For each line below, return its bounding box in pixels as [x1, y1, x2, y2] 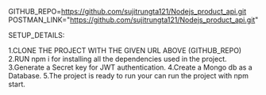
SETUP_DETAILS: [8, 31, 65, 40]
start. [8, 79, 26, 89]
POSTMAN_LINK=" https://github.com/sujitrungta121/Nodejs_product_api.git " [8, 15, 259, 25]
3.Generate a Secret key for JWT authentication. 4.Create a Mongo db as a [8, 63, 253, 72]
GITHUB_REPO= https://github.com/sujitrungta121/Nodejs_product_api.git [8, 7, 247, 16]
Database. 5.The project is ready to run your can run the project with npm [8, 71, 249, 80]
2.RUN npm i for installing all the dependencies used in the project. [8, 55, 227, 63]
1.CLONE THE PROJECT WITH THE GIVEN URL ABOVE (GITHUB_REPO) [8, 46, 242, 55]
